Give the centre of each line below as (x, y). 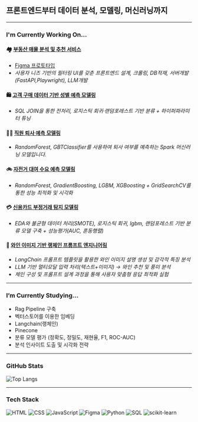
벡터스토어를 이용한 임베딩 (45, 316)
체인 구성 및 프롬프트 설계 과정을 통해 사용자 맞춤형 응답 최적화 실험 (92, 274)
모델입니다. (34, 155)
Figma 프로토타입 (35, 65)
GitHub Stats (25, 366)
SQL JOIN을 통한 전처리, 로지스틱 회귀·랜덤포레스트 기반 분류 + (87, 111)
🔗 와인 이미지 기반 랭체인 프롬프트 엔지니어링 (57, 245)
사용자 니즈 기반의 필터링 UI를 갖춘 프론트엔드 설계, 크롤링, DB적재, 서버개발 (102, 73)
